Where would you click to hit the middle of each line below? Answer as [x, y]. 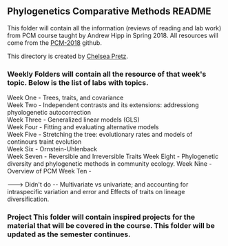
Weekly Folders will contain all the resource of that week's [107, 74]
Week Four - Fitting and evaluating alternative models [83, 127]
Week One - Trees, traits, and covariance [65, 98]
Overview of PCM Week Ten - [49, 171]
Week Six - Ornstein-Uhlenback [52, 149]
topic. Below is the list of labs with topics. [78, 82]
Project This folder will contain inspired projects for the [101, 217]
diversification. [28, 199]
